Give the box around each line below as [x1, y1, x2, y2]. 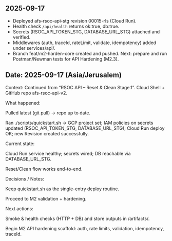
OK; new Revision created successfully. [5, 130, 89, 136]
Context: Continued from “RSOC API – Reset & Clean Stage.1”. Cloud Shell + [5, 84, 165, 90]
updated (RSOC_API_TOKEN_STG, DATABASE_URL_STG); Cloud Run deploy [5, 125, 165, 131]
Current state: [5, 140, 35, 147]
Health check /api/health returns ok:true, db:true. [12, 23, 120, 29]
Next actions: [5, 205, 33, 212]
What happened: [5, 99, 41, 106]
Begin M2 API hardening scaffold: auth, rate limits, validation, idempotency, [5, 225, 164, 231]
